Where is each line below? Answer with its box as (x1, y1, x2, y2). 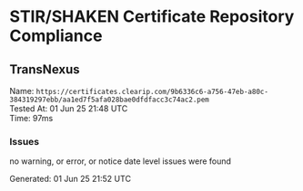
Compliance (9, 25, 103, 46)
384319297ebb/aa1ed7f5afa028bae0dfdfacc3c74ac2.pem (9, 95, 209, 104)
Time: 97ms (9, 113, 54, 123)
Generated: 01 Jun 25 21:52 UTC (9, 174, 132, 185)
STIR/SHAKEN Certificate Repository (9, 6, 295, 27)
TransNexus (9, 62, 80, 77)
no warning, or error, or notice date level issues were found (9, 156, 232, 167)
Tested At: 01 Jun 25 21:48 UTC (9, 103, 128, 114)
